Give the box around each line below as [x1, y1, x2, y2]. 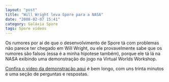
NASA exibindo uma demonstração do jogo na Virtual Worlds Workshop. [5, 56, 157, 62]
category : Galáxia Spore [5, 21, 58, 27]
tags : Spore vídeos [5, 26, 47, 31]
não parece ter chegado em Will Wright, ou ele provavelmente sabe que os [5, 45, 162, 51]
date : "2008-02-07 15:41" [5, 17, 60, 22]
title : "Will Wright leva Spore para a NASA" [5, 12, 103, 17]
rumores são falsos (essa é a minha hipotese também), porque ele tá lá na [5, 51, 161, 57]
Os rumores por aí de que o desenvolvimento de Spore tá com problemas [5, 40, 159, 46]
